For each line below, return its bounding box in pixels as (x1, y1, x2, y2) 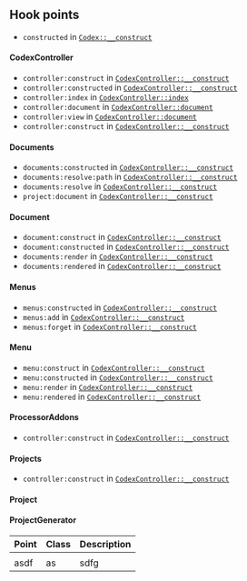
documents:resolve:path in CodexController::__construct (22, 172, 238, 183)
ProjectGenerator (9, 515, 77, 526)
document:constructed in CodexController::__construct (22, 241, 230, 253)
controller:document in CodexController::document (22, 102, 213, 113)
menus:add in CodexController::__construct (22, 311, 185, 322)
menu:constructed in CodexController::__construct (22, 372, 213, 383)
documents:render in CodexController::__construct (22, 251, 213, 262)
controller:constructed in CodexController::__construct (22, 82, 238, 94)
